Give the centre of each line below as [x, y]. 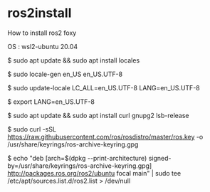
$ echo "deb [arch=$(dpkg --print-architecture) [77, 158]
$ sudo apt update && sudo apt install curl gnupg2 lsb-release [99, 115]
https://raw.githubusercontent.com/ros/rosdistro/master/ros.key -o [105, 137]
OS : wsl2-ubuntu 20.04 [43, 46]
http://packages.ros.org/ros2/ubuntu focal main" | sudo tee [94, 173]
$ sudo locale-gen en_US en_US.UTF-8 [65, 74]
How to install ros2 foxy [42, 33]
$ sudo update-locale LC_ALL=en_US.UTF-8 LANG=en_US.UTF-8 [104, 87]
